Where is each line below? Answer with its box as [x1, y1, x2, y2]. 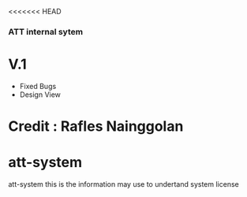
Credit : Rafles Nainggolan [8, 117, 184, 136]
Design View [19, 90, 62, 99]
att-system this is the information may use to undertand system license [8, 179, 239, 188]
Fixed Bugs [19, 81, 57, 91]
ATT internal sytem [8, 26, 84, 37]
